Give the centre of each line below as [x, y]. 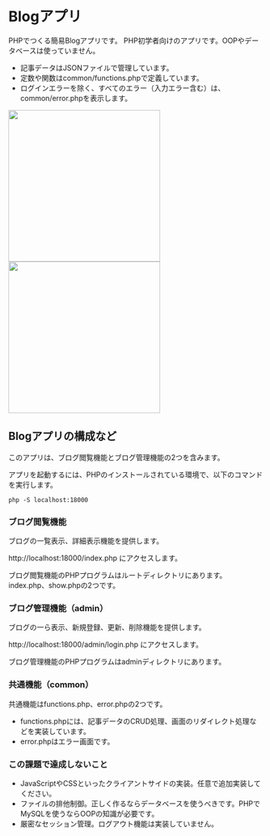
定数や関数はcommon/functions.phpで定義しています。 [112, 78]
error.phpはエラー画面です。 [67, 741]
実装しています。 [62, 731]
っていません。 [75, 50]
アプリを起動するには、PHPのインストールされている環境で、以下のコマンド [136, 475]
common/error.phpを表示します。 [76, 98]
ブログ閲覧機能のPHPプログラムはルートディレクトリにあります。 [118, 576]
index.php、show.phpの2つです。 [64, 585]
